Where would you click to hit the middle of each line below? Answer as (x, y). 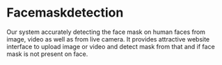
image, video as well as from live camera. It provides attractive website (108, 39)
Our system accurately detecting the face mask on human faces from (106, 32)
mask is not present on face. (47, 54)
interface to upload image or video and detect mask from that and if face (111, 46)
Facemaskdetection (65, 13)
